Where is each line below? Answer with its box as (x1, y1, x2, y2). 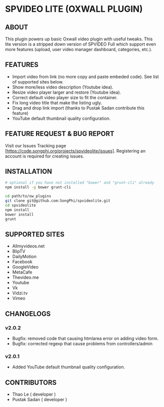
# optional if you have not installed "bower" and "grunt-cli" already (5, 180, 154, 185)
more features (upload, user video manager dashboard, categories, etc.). (5, 47, 153, 52)
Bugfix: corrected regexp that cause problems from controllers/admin (12, 340, 153, 347)
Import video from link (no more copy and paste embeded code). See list (12, 74, 159, 80)
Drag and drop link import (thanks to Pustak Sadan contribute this (12, 105, 145, 111)
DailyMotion (12, 254, 37, 260)
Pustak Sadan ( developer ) (12, 397, 68, 403)
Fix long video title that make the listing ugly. (12, 100, 102, 106)
